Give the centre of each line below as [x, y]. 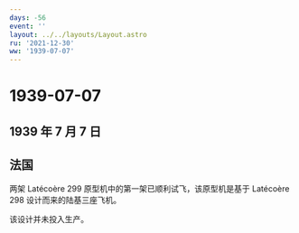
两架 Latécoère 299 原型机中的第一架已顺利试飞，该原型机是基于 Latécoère [149, 188]
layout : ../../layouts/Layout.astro [78, 34]
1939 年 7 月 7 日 [56, 131]
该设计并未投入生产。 [49, 219]
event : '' [28, 26]
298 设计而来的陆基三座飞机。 [65, 200]
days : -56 [28, 18]
